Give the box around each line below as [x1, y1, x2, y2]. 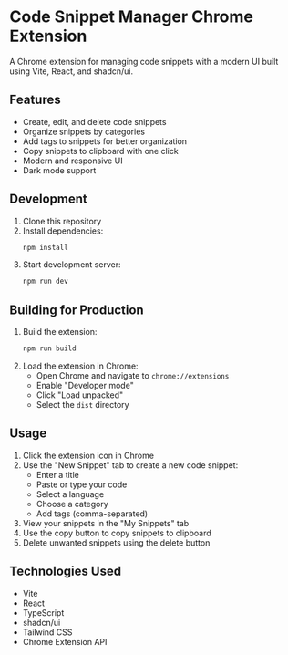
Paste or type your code [36, 479, 128, 490]
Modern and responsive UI [22, 155, 123, 166]
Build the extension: [22, 327, 98, 338]
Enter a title [36, 469, 79, 480]
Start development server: [22, 259, 121, 270]
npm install [22, 243, 68, 252]
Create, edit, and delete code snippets [22, 116, 167, 127]
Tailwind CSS [22, 627, 73, 638]
